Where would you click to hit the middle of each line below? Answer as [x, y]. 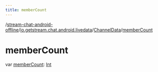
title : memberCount [26, 10]
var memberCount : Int [28, 64]
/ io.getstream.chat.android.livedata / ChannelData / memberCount [86, 30]
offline [12, 30]
